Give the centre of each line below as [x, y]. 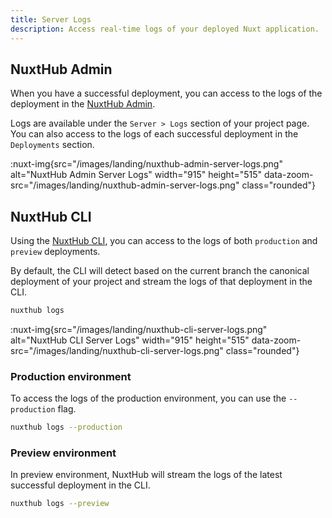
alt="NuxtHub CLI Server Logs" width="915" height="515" [130, 340]
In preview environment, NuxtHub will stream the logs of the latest [146, 475]
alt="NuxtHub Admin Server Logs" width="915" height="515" [136, 175]
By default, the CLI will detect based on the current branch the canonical [160, 271]
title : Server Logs [51, 19]
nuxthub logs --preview [60, 504]
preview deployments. [55, 252]
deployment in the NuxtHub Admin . [83, 104]
